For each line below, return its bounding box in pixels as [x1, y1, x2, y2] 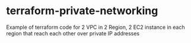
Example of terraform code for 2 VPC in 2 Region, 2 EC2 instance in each [6, 24, 185, 31]
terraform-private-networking [6, 4, 158, 18]
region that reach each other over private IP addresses [6, 29, 140, 37]
